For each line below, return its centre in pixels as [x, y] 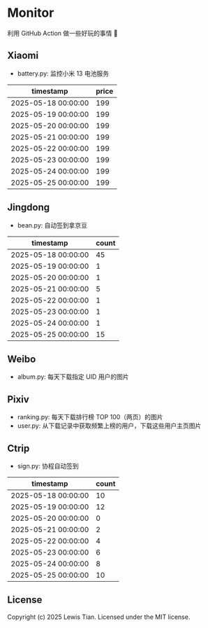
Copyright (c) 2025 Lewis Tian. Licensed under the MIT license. [99, 617]
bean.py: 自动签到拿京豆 [52, 225]
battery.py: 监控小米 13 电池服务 [63, 73]
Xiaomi [23, 56]
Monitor [31, 13]
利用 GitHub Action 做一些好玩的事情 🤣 [62, 33]
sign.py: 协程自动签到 [48, 466]
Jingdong [29, 208]
